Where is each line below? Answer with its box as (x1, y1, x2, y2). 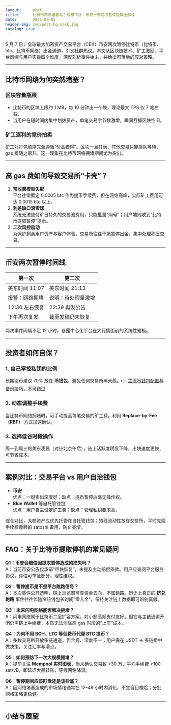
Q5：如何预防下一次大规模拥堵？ (5, 654, 74, 660)
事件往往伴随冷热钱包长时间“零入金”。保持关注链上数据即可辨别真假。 (15, 596, 162, 602)
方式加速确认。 (23, 419, 55, 425)
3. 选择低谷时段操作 (5, 433, 53, 440)
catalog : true (5, 27, 36, 32)
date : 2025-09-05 (5, 17, 56, 22)
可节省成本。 (5, 452, 32, 458)
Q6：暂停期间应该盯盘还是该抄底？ (5, 678, 79, 684)
